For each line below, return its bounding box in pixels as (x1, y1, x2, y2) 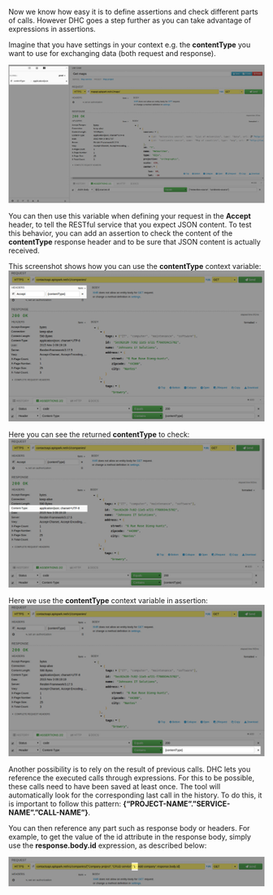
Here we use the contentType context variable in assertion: (8, 596, 209, 606)
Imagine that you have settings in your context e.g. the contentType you (8, 40, 251, 50)
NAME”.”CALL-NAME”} (8, 807, 89, 817)
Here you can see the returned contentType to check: (8, 429, 190, 439)
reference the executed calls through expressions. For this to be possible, (8, 772, 254, 783)
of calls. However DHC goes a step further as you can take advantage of (8, 15, 252, 25)
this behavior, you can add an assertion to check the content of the (8, 228, 233, 238)
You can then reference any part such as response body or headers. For (8, 823, 250, 832)
